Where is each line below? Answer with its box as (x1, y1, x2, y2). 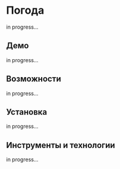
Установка (6, 107, 48, 117)
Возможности (6, 74, 61, 84)
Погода (6, 4, 45, 17)
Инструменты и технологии (6, 140, 115, 150)
